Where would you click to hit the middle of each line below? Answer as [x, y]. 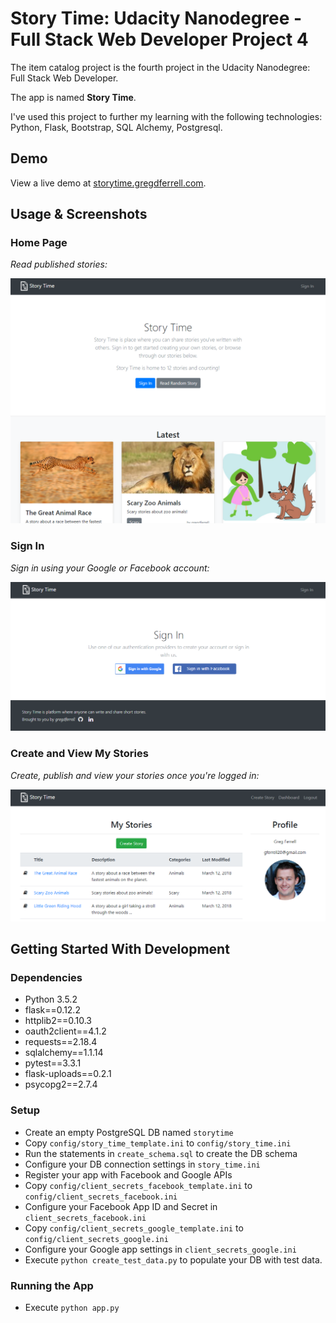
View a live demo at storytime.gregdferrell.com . [108, 183]
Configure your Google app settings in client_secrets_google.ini [160, 1249]
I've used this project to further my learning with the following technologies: [166, 116]
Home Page [39, 243]
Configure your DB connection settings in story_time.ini [142, 1164]
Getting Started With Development [120, 949]
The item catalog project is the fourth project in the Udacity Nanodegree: [160, 67]
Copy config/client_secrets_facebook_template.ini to [138, 1185]
